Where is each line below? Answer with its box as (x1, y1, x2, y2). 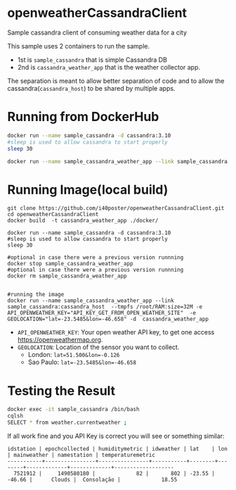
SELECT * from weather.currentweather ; (7, 419, 128, 426)
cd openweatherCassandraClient (7, 211, 99, 218)
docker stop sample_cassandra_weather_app (7, 260, 133, 268)
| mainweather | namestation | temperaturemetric (7, 451, 156, 458)
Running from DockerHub (7, 109, 159, 125)
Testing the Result (7, 382, 116, 398)
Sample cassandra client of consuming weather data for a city (7, 28, 188, 37)
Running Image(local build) (7, 182, 169, 198)
